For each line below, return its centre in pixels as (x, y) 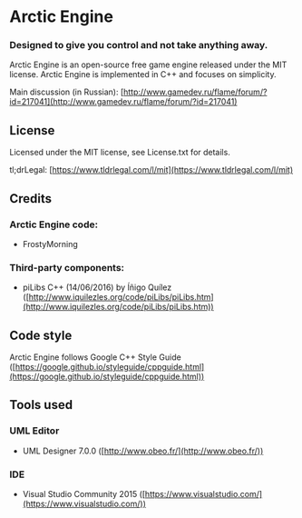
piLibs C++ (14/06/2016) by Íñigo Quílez (97, 287)
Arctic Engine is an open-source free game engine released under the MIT (148, 65)
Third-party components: (67, 267)
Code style (41, 335)
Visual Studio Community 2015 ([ (84, 494)
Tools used (41, 405)
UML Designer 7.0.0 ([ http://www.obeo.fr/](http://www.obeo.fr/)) (143, 451)
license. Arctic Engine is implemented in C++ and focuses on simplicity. (143, 75)
